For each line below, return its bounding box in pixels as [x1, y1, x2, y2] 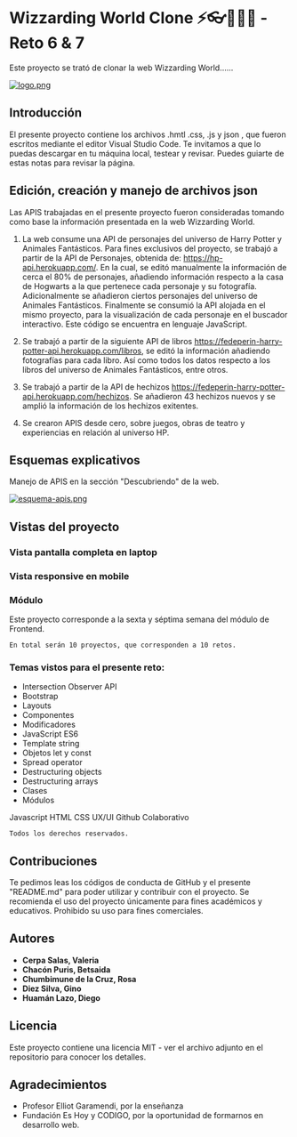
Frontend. [9, 623, 45, 633]
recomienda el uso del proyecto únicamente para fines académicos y [9, 896, 262, 907]
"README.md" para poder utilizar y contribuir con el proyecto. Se [9, 887, 250, 898]
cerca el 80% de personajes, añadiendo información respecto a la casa [21, 271, 285, 282]
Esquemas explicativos [9, 452, 140, 468]
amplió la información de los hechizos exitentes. [21, 400, 199, 411]
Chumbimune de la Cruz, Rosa [21, 973, 137, 984]
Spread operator [21, 757, 83, 768]
